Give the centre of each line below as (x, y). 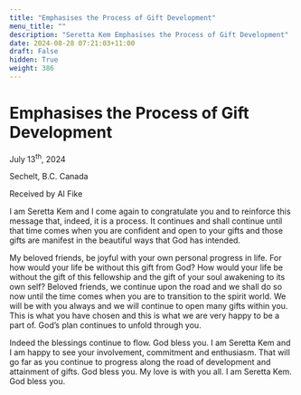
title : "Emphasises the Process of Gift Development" (113, 18)
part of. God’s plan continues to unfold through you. (105, 325)
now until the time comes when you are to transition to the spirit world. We (148, 296)
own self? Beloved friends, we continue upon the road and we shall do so (146, 287)
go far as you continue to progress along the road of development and (140, 362)
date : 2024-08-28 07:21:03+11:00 (72, 43)
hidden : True (34, 60)
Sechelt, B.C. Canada (49, 177)
